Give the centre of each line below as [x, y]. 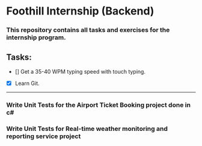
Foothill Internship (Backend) [80, 11]
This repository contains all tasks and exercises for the [88, 30]
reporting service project [44, 136]
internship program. [36, 37]
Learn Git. [27, 83]
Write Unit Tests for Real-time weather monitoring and [87, 129]
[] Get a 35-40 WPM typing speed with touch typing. [80, 71]
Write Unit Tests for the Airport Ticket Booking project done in [99, 105]
